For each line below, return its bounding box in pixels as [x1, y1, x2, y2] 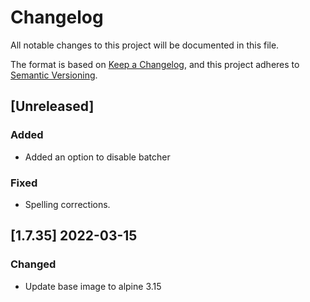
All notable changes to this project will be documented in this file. [10, 39, 280, 51]
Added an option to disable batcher [24, 151, 171, 163]
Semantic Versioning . [10, 69, 98, 81]
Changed [10, 257, 57, 271]
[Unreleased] [10, 98, 95, 115]
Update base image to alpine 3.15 [24, 280, 162, 292]
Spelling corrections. [24, 198, 111, 210]
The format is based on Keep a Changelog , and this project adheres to [10, 58, 300, 70]
